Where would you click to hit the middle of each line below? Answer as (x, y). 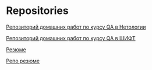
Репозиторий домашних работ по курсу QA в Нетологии (76, 27)
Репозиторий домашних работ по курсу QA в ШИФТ (71, 38)
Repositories (37, 11)
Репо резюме (23, 61)
